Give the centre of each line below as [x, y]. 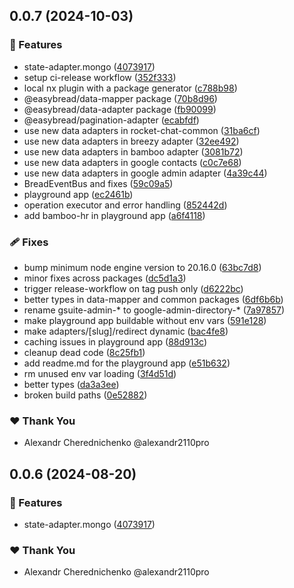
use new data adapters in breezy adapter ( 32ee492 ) [131, 141]
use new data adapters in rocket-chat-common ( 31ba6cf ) [142, 130]
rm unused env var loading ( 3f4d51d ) [100, 373]
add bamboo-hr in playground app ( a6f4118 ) [114, 215]
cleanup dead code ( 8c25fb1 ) [84, 352]
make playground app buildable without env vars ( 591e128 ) [145, 320]
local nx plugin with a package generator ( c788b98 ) [130, 88]
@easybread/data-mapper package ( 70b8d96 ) [120, 98]
